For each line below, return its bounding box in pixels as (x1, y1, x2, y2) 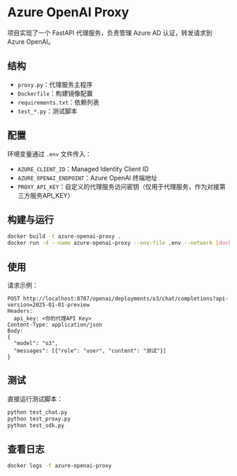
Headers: (7, 307, 33, 315)
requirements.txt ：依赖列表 (17, 98, 100, 106)
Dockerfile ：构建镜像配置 (17, 89, 93, 98)
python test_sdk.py (7, 422, 65, 429)
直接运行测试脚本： (7, 394, 63, 403)
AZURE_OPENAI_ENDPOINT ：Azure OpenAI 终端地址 (17, 173, 158, 182)
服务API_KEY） (30, 191, 74, 199)
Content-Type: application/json (7, 321, 102, 328)
